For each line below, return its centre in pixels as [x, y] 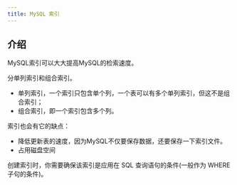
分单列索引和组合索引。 [42, 78]
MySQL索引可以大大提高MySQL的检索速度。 [73, 63]
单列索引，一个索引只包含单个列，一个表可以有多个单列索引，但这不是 [121, 93]
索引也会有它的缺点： [38, 126]
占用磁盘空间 [36, 150]
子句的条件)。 [27, 174]
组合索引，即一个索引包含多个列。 [68, 111]
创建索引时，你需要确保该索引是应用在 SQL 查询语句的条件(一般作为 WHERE [119, 165]
